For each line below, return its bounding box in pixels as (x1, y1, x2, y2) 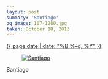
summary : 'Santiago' (6, 15, 60, 21)
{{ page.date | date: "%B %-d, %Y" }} (6, 43, 102, 50)
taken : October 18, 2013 (6, 26, 70, 32)
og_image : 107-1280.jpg (6, 20, 67, 26)
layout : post (6, 9, 40, 15)
